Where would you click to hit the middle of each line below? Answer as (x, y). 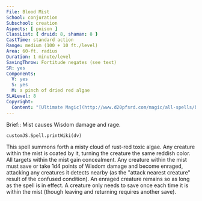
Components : (21, 74)
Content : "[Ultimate (37, 107)
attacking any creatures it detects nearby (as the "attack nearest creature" (98, 172)
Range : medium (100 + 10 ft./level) (52, 46)
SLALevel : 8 (21, 96)
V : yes (20, 79)
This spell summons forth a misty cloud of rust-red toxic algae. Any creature (101, 147)
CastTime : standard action (40, 40)
